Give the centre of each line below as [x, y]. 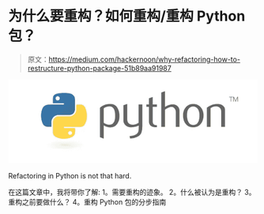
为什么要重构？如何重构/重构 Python [127, 16]
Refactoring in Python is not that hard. [70, 176]
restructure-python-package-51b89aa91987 [99, 68]
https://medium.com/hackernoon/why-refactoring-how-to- [145, 59]
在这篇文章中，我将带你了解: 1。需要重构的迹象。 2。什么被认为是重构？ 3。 [132, 192]
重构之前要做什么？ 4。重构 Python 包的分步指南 [87, 202]
